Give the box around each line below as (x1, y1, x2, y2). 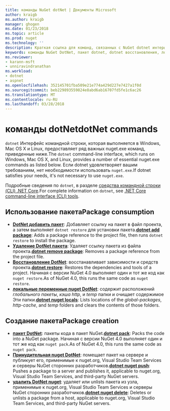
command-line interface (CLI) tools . (5, 193, 80, 199)
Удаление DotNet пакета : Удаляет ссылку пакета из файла (12, 243, 141, 249)
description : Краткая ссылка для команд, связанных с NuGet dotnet (5, 45, 151, 50)
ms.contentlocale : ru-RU (5, 97, 58, 102)
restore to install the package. (12, 237, 76, 243)
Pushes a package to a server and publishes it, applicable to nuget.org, (12, 368, 161, 374)
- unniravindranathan (5, 64, 51, 69)
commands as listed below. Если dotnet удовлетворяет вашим (5, 162, 138, 168)
